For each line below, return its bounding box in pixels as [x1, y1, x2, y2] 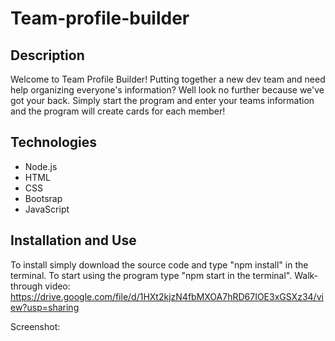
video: [44, 280, 71, 292]
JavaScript [24, 203, 70, 215]
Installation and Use [10, 232, 137, 249]
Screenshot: [10, 320, 61, 332]
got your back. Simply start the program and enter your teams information [10, 95, 315, 106]
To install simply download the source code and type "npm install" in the [10, 258, 309, 271]
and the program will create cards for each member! [10, 105, 226, 117]
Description [10, 47, 85, 64]
